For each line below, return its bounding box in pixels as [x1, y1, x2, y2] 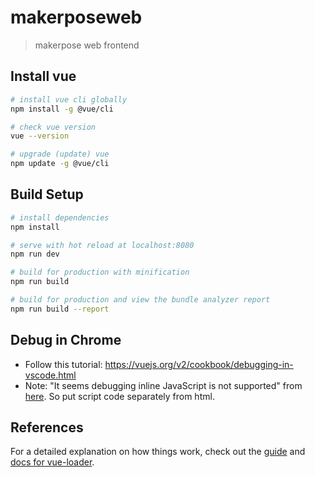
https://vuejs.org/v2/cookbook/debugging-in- [104, 358, 294, 370]
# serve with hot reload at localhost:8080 [10, 240, 195, 250]
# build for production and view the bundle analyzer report [10, 295, 271, 305]
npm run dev [10, 249, 60, 260]
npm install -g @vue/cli [10, 104, 114, 114]
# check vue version [10, 122, 97, 132]
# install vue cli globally [10, 94, 128, 105]
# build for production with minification [10, 267, 190, 278]
